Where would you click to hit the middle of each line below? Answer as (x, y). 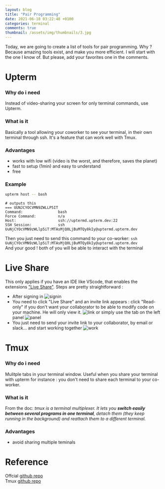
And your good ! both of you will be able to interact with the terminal (74, 248)
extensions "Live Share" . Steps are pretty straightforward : (64, 287)
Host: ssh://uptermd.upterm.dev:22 (62, 221)
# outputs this (21, 204)
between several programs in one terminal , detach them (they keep (75, 413)
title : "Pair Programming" (33, 14)
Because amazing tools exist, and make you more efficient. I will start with (80, 52)
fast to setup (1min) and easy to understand (56, 166)
